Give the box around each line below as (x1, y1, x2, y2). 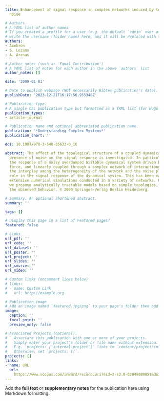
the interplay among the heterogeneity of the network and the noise (9, 169, 154, 174)
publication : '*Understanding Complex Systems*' (5, 128, 106, 134)
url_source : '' (5, 263, 36, 268)
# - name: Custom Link (5, 286, 51, 291)
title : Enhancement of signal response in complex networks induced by (5, 7, 154, 12)
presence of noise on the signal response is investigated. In (9, 155, 141, 160)
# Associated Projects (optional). (5, 331, 78, 336)
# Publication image (5, 299, 47, 304)
